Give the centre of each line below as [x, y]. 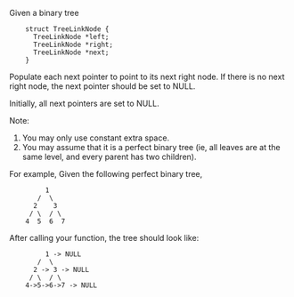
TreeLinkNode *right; [73, 44]
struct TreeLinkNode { [67, 29]
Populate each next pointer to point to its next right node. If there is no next [147, 76]
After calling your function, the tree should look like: [104, 238]
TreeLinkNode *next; [71, 52]
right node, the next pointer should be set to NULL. [102, 86]
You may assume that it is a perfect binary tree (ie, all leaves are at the [151, 147]
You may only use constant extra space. [96, 138]
